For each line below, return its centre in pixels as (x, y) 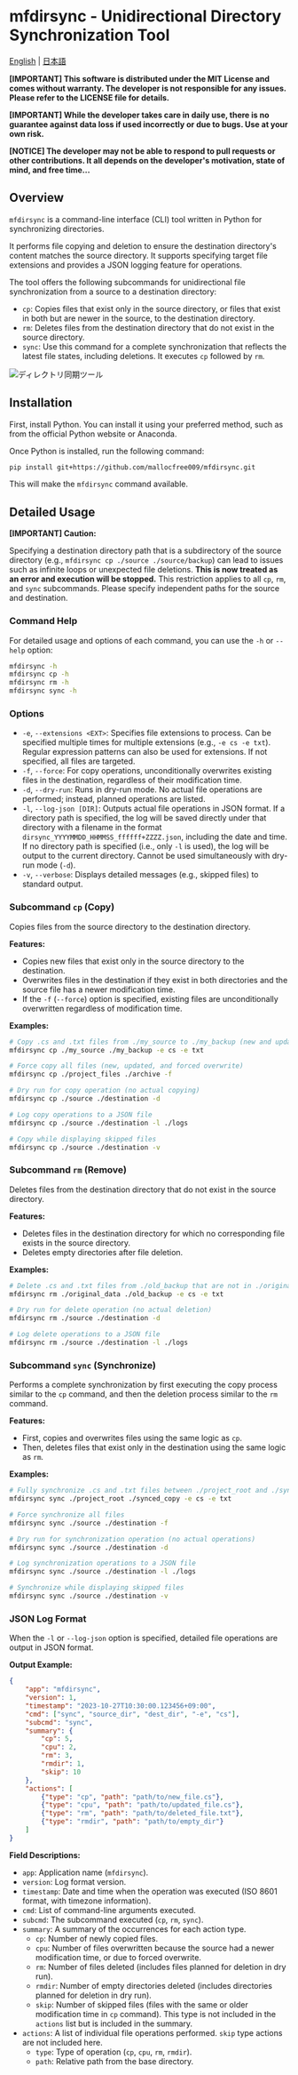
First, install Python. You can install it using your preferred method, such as (146, 424)
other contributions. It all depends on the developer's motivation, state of (147, 160)
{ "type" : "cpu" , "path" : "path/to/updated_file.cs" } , (142, 1805)
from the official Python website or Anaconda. (93, 434)
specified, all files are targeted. (78, 761)
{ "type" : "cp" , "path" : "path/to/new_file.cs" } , (133, 1797)
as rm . (33, 1457)
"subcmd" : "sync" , (59, 1722)
